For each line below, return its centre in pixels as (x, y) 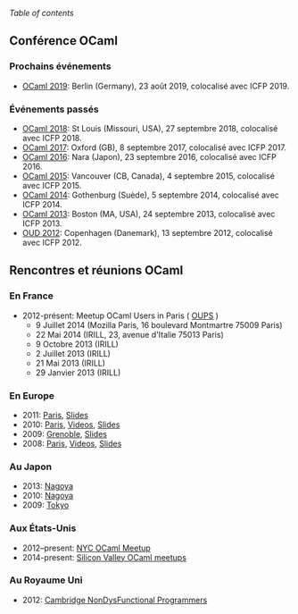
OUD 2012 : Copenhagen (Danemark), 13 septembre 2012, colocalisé (148, 232)
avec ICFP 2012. (52, 242)
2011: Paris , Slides (55, 415)
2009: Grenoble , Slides (64, 433)
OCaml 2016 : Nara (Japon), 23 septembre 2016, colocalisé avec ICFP (149, 156)
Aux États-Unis (43, 528)
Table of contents (41, 13)
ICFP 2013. (42, 223)
